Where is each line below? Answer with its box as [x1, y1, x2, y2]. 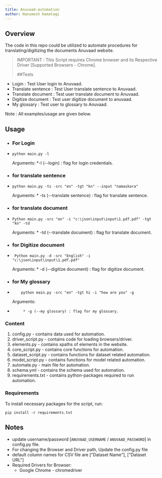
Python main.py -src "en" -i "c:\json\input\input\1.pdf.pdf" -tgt [12, 216, 151, 221]
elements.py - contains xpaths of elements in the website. [12, 342, 128, 347]
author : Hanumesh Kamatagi [5, 12, 60, 16]
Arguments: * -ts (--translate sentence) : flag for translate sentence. [12, 193, 148, 198]
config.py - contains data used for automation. [12, 331, 105, 337]
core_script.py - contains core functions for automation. [12, 346, 124, 352]
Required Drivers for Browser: [12, 462, 72, 468]
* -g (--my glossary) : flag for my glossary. [23, 309, 119, 314]
